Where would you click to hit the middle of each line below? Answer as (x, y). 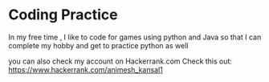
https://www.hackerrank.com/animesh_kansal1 (86, 69)
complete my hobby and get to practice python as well (98, 45)
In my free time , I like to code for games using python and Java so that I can (135, 37)
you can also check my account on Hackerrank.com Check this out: (120, 61)
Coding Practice (63, 15)
